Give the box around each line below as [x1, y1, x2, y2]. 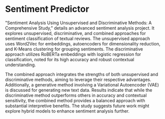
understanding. [5, 62, 36, 68]
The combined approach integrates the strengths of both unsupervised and [5, 71, 159, 77]
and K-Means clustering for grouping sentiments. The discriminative [5, 46, 143, 52]
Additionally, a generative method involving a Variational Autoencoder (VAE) [5, 81, 159, 87]
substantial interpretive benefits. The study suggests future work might [5, 103, 149, 109]
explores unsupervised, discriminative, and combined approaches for [5, 30, 146, 36]
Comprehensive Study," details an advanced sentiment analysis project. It [5, 25, 155, 31]
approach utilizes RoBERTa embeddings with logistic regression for [5, 51, 141, 57]
